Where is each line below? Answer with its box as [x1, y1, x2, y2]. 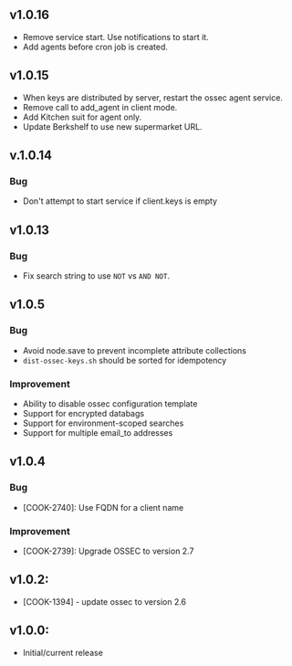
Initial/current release [22, 647, 103, 658]
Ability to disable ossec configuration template [22, 397, 198, 409]
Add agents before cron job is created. [22, 41, 169, 52]
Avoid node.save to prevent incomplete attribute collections [22, 344, 246, 355]
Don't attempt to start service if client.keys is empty [22, 196, 217, 206]
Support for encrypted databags [22, 407, 144, 418]
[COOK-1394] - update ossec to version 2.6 [22, 596, 187, 607]
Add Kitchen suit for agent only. [22, 111, 142, 122]
